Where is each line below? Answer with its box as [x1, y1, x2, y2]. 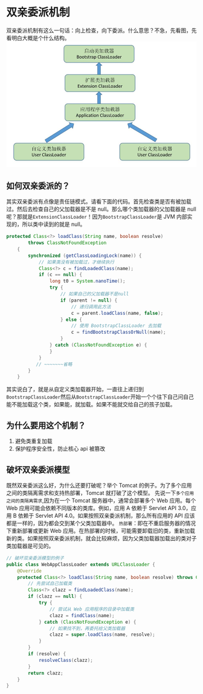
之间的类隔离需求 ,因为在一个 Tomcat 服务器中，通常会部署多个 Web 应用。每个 [6, 497, 196, 504]
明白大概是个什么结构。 [11, 34, 70, 41]
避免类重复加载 [14, 437, 53, 445]
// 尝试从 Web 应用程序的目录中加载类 [49, 606, 135, 612]
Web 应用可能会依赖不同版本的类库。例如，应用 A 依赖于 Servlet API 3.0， [6, 504, 192, 512]
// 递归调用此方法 [71, 303, 111, 309]
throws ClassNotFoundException [28, 240, 107, 246]
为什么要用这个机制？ [6, 420, 86, 431]
